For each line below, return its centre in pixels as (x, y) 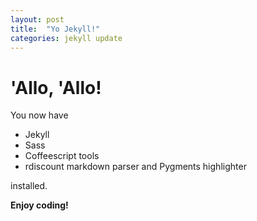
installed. (29, 186)
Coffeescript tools (62, 156)
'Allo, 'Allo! (56, 87)
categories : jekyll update (66, 38)
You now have (39, 115)
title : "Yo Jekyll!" (55, 29)
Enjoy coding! (39, 205)
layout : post (37, 19)
